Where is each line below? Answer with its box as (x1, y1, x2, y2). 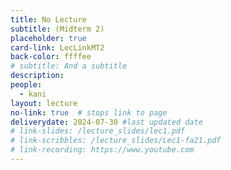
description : (10, 71, 65, 81)
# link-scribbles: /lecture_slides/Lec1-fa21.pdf (10, 136, 222, 146)
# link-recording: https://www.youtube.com (10, 145, 195, 155)
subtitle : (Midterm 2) (10, 24, 105, 34)
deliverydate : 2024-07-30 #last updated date (10, 117, 203, 127)
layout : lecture (10, 98, 78, 108)
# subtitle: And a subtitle (10, 61, 128, 71)
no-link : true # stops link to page (10, 107, 168, 118)
